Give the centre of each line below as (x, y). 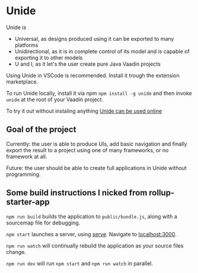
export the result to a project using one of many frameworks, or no (87, 150)
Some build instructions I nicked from (77, 193)
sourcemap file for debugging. (43, 223)
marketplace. (22, 82)
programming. (23, 174)
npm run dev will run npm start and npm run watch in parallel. (79, 263)
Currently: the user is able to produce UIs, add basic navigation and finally (97, 144)
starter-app (28, 202)
